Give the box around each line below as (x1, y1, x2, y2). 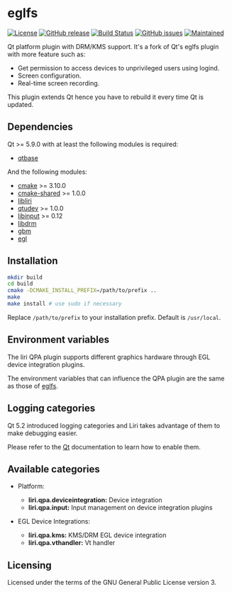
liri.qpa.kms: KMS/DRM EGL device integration (28, 531, 167, 539)
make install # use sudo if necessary (7, 301, 122, 308)
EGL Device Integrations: (17, 517, 91, 526)
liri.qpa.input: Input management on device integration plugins (28, 504, 213, 512)
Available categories (7, 463, 101, 475)
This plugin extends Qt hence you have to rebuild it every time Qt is (7, 93, 204, 101)
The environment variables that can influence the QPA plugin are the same (7, 374, 225, 383)
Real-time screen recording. (17, 78, 100, 87)
